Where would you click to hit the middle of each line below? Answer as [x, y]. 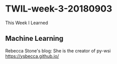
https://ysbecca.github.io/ [32, 56]
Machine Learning [35, 39]
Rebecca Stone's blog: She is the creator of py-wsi [58, 50]
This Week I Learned [27, 23]
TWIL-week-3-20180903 [59, 9]
